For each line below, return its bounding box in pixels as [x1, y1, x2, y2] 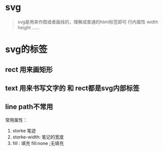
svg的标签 [5, 44, 48, 55]
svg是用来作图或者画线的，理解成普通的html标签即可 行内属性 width [17, 19, 158, 25]
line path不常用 [5, 103, 53, 111]
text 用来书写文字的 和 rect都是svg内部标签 [5, 84, 140, 92]
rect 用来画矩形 [5, 65, 53, 74]
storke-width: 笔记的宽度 [12, 134, 64, 140]
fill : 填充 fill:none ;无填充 [12, 140, 64, 146]
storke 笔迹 [12, 127, 36, 133]
